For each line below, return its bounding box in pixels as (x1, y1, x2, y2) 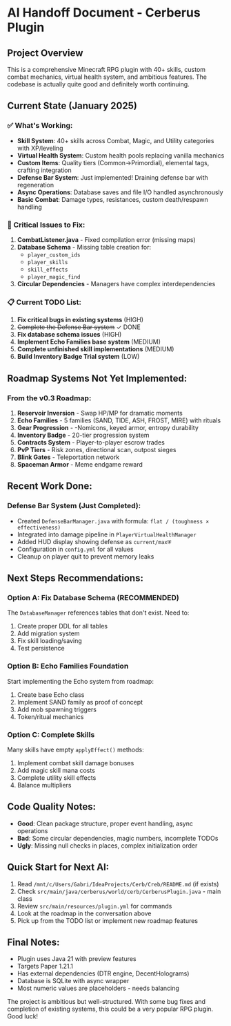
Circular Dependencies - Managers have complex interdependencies (17, 279, 216, 288)
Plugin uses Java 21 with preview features (17, 955, 137, 963)
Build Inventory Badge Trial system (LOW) (17, 353, 140, 361)
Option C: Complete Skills (7, 729, 95, 739)
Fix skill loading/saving (17, 637, 83, 645)
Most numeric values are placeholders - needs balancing (17, 984, 179, 993)
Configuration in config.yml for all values (17, 545, 134, 553)
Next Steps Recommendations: (7, 572, 143, 584)
